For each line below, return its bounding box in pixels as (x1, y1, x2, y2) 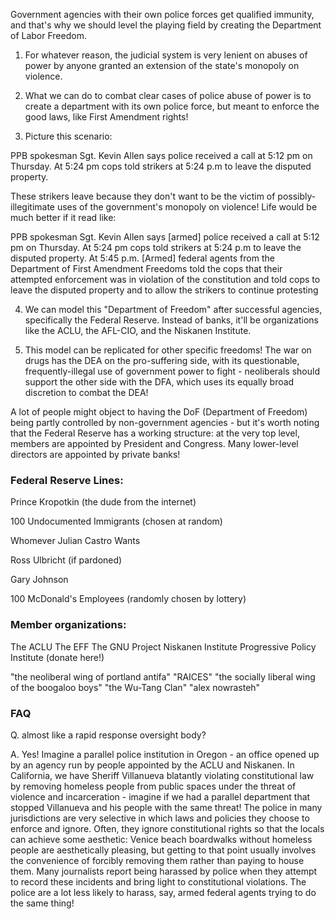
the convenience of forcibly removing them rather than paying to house (10, 854, 305, 866)
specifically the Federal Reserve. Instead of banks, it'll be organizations (24, 314, 319, 326)
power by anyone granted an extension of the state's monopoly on (24, 60, 300, 71)
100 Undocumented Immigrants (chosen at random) (10, 515, 223, 528)
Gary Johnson (10, 574, 69, 586)
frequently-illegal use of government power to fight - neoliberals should (24, 365, 320, 377)
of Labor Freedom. (10, 30, 87, 41)
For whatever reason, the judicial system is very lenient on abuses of (24, 49, 308, 61)
